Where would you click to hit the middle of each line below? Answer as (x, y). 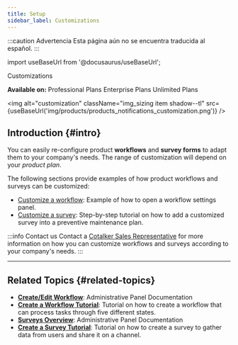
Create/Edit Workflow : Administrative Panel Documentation (105, 298)
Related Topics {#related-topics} (81, 280)
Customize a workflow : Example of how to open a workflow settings (117, 200)
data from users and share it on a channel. (79, 335)
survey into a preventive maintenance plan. (80, 222)
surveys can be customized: (49, 186)
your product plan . (34, 165)
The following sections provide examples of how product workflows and (113, 179)
